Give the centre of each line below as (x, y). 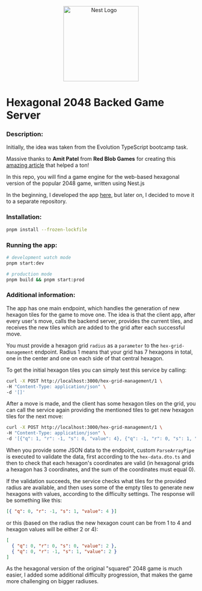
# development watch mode (38, 257)
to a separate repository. (37, 201)
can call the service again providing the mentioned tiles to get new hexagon (100, 410)
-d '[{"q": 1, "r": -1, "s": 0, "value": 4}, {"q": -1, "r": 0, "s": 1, (99, 439)
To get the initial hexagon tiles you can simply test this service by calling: (96, 370)
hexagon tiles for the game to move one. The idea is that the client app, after (101, 314)
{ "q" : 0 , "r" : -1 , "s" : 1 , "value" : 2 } (64, 551)
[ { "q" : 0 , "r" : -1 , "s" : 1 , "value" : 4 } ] (62, 511)
